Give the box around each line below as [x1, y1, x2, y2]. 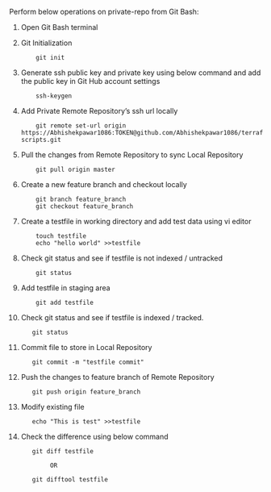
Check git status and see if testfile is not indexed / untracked [20, 253, 223, 263]
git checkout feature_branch [35, 202, 134, 211]
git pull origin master [35, 165, 115, 173]
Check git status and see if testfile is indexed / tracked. [20, 313, 204, 322]
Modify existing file [20, 402, 85, 411]
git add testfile [35, 298, 94, 306]
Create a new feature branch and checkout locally [20, 180, 188, 189]
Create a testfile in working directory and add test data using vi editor [20, 217, 252, 226]
